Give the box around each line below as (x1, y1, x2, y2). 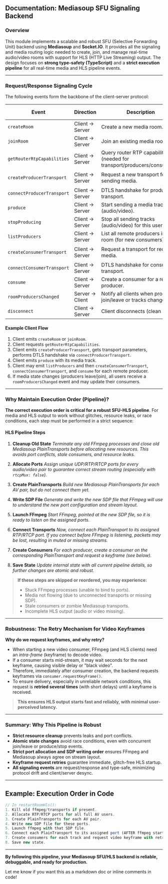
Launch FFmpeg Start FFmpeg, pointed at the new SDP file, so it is (12, 511, 150, 517)
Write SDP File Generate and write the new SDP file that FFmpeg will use (12, 496, 163, 502)
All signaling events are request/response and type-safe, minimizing (12, 765, 155, 771)
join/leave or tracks (101, 296, 146, 303)
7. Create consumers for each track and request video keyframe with (5, 835, 153, 840)
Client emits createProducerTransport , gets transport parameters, (12, 347, 147, 353)
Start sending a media (101, 201, 153, 208)
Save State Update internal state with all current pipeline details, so (12, 562, 152, 568)
